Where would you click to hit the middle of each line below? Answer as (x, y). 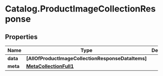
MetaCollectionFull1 (50, 66)
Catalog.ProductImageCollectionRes (81, 9)
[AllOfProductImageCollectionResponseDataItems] (86, 58)
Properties (21, 37)
